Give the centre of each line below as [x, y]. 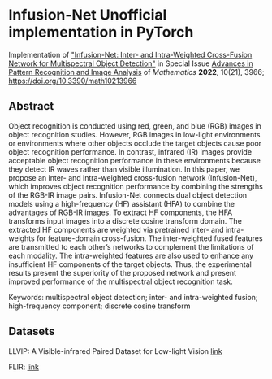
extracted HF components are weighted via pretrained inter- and [116, 229]
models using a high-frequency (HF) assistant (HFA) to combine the [122, 203]
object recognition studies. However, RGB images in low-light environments [135, 134]
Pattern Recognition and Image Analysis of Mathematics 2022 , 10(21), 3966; [136, 72]
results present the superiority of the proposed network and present [123, 272]
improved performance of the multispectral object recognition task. [121, 281]
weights [22, 238]
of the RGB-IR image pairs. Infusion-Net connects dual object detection [128, 195]
